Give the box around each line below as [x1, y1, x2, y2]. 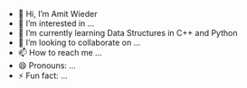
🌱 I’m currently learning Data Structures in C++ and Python [17, 28, 238, 38]
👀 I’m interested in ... [17, 18, 95, 29]
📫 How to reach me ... [17, 48, 102, 57]
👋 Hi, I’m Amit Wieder [17, 9, 98, 19]
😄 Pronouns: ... [17, 60, 77, 71]
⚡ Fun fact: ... [17, 70, 68, 81]
